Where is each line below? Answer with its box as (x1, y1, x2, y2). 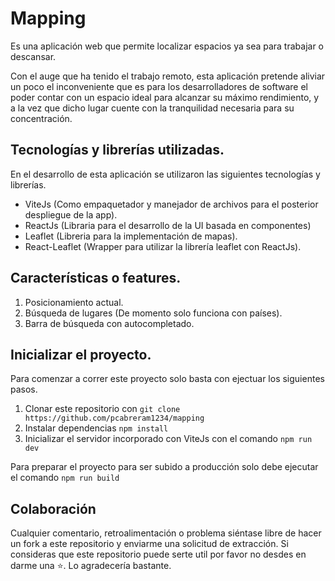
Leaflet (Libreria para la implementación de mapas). (24, 230, 238, 242)
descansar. (10, 50, 57, 62)
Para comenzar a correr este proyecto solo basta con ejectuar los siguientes (10, 373, 325, 385)
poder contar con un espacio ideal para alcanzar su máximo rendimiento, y (10, 91, 320, 103)
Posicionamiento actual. (24, 296, 124, 308)
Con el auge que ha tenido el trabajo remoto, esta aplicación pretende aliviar (10, 70, 326, 82)
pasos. (10, 383, 38, 396)
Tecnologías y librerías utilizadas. (10, 142, 225, 159)
